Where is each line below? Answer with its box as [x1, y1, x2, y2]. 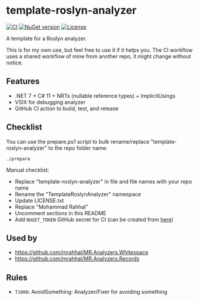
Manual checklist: [6, 166, 49, 173]
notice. [6, 59, 23, 66]
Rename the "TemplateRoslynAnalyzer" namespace [14, 190, 141, 197]
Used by [6, 233, 37, 243]
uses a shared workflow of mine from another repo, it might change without [6, 52, 191, 60]
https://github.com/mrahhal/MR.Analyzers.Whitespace [14, 249, 149, 256]
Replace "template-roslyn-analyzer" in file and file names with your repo [14, 178, 192, 185]
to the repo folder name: [48, 144, 108, 151]
